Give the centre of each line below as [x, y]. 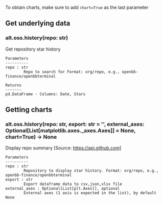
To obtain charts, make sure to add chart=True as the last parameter [77, 7]
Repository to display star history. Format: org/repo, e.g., [91, 171]
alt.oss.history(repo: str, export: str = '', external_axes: [75, 124]
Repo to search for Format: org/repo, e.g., [72, 72]
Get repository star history [33, 49]
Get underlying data [38, 23]
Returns [14, 85]
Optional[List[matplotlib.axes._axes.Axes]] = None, [71, 131]
